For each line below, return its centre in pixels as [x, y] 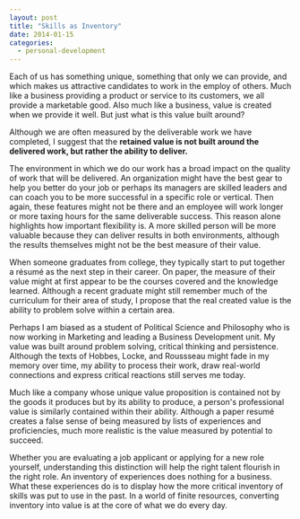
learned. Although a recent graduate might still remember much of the [138, 291]
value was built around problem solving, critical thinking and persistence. [144, 347]
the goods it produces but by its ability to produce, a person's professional [147, 402]
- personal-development [61, 51]
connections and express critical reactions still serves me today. [128, 375]
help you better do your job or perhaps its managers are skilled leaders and [148, 188]
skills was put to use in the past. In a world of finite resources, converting [144, 496]
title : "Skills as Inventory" [66, 26]
